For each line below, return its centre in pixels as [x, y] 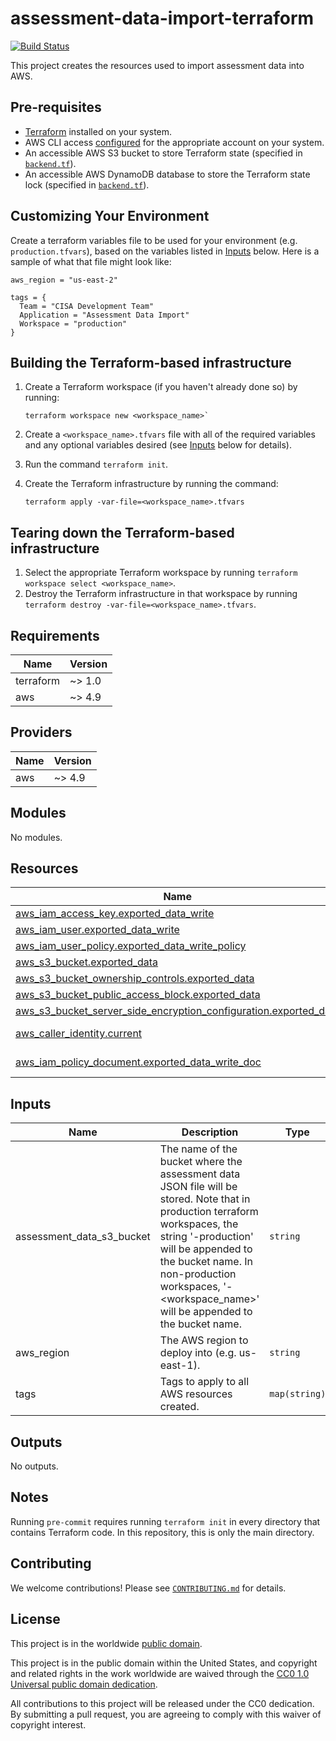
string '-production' [206, 1237]
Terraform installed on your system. [98, 131]
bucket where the [201, 1162]
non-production [198, 1274]
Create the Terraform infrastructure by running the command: [151, 484]
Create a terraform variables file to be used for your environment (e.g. [154, 240]
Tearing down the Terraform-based [122, 532]
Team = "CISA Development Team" [87, 306]
